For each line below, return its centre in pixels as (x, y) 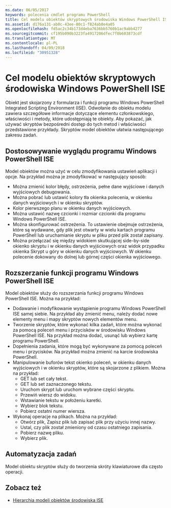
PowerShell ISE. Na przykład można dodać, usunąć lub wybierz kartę (85, 335)
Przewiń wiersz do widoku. (49, 395)
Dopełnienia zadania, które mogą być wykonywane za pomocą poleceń (87, 346)
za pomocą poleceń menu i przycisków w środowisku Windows (79, 330)
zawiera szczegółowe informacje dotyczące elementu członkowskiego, (80, 114)
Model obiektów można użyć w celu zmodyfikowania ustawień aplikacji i (81, 172)
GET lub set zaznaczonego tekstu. (56, 384)
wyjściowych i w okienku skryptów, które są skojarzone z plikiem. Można (89, 368)
